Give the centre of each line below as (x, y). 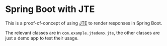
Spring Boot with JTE (50, 9)
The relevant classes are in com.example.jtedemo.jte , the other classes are (82, 32)
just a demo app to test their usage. (42, 38)
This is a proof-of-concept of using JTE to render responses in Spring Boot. (84, 23)
